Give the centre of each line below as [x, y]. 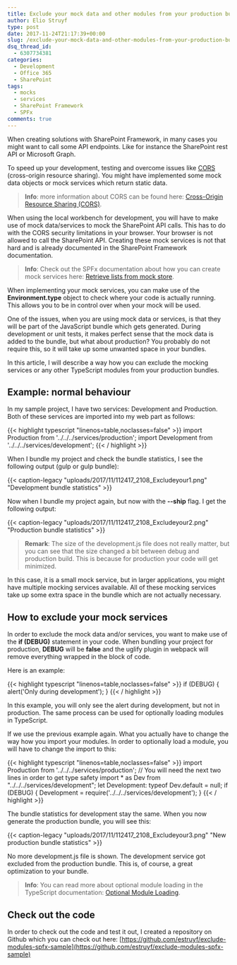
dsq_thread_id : [30, 47]
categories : [25, 60]
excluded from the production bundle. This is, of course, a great [100, 864]
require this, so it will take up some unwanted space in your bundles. [107, 349]
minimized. [41, 567]
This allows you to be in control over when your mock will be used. [104, 305]
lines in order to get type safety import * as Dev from [84, 778]
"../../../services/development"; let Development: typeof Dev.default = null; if [117, 786]
